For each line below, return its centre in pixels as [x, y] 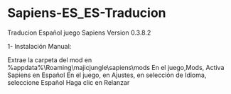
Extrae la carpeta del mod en [50, 60]
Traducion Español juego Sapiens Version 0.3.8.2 [79, 33]
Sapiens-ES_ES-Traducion [87, 13]
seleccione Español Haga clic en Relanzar [69, 82]
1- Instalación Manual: [39, 46]
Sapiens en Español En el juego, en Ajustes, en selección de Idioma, [107, 75]
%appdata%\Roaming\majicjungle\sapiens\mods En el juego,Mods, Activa [116, 67]
